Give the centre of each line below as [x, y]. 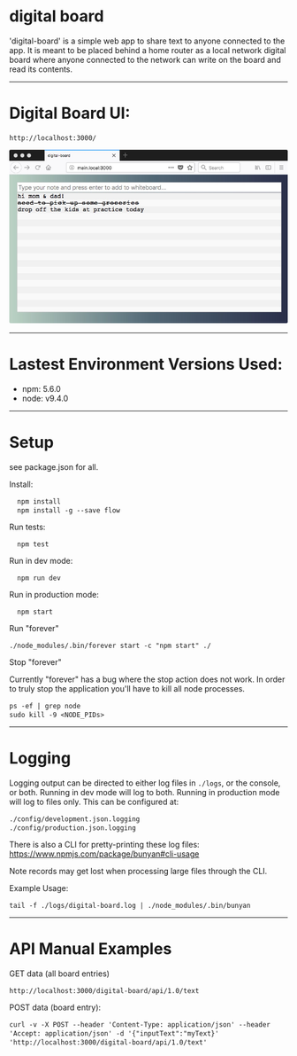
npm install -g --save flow [69, 511]
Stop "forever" [35, 662]
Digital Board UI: [70, 113]
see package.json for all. [54, 467]
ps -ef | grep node [45, 707]
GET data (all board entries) [60, 974]
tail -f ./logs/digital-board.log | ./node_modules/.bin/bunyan [130, 906]
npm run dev [39, 578]
